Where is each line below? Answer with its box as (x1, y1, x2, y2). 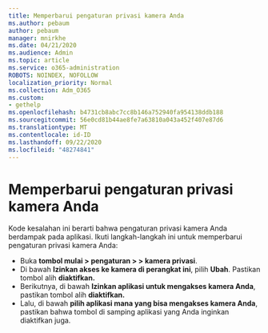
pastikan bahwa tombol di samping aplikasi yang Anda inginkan (19, 307, 230, 317)
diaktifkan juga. (19, 315, 71, 325)
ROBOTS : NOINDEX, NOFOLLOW (8, 71, 98, 79)
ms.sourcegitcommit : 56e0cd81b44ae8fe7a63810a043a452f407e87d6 (8, 116, 224, 124)
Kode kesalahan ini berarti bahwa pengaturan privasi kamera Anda (8, 223, 228, 233)
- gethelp (8, 101, 42, 109)
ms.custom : (8, 94, 45, 102)
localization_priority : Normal (8, 78, 113, 86)
